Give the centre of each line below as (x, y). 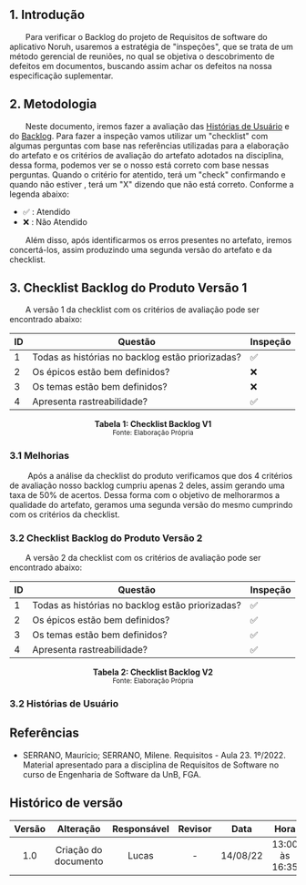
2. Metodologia (53, 104)
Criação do (79, 849)
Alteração (79, 829)
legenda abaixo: (40, 194)
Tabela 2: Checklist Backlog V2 (153, 672)
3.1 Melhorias (40, 456)
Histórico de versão (66, 804)
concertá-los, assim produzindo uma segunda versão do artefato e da (141, 249)
